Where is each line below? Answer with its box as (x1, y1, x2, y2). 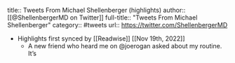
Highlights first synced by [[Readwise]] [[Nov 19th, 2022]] (17, 34, 185, 43)
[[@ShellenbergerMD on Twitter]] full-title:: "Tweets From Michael (7, 13, 198, 22)
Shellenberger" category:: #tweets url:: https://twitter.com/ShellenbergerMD (7, 21, 228, 29)
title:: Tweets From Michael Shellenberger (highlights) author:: (7, 6, 186, 14)
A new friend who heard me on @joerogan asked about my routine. (27, 42, 222, 50)
